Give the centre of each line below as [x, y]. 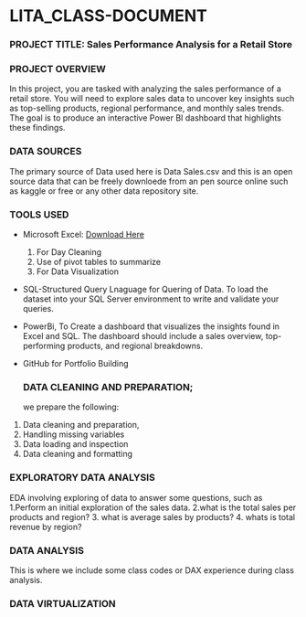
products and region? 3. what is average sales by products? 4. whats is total [152, 516]
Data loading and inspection [75, 444]
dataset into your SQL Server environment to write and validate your [151, 299]
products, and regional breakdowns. [135, 346]
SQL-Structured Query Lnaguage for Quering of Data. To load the [145, 289]
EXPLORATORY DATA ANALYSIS [82, 478]
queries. [38, 308]
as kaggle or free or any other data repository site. [104, 191]
